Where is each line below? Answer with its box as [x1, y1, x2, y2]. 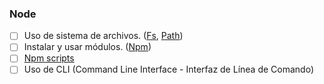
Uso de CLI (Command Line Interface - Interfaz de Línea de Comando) [23, 63, 315, 76]
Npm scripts [23, 52, 75, 64]
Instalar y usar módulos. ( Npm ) [23, 41, 152, 53]
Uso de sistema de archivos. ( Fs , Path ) [23, 30, 184, 42]
